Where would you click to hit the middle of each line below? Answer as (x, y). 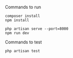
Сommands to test (24, 42)
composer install (23, 16)
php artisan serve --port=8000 (37, 29)
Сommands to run (23, 7)
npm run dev (17, 33)
